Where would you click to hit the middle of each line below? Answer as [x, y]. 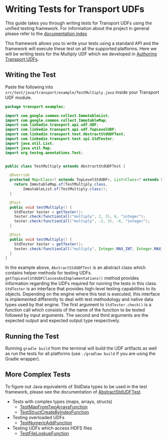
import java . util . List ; [30, 143]
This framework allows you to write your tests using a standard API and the [82, 43]
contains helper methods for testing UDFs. [48, 273]
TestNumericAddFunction [46, 423]
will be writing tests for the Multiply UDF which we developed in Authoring [81, 54]
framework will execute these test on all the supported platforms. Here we [81, 48]
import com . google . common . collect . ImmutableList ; [58, 116]
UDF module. [19, 97]
